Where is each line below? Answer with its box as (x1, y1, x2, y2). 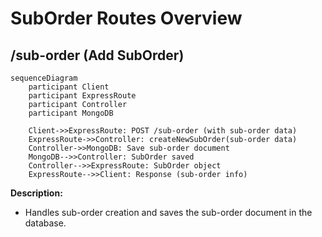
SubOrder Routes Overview (10, 7, 243, 30)
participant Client (28, 82, 110, 92)
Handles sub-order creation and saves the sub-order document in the (24, 207, 313, 218)
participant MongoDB (28, 108, 114, 118)
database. (24, 217, 67, 229)
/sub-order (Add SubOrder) (10, 47, 185, 64)
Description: (10, 187, 63, 199)
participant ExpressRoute (28, 91, 137, 101)
